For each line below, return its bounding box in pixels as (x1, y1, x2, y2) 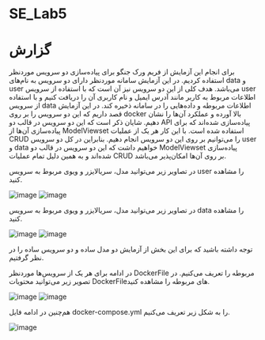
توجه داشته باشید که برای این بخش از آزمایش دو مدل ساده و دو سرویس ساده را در (9, 244, 253, 254)
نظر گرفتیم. (9, 253, 44, 263)
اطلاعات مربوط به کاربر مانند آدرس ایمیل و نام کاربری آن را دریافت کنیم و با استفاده (9, 93, 256, 102)
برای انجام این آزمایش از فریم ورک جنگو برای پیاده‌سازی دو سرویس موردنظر (9, 67, 236, 77)
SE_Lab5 (9, 5, 67, 23)
